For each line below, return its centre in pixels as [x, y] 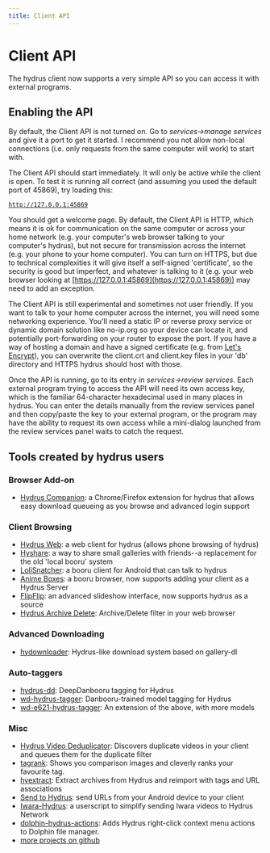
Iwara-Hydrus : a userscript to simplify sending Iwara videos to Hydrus [137, 806]
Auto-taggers [35, 673]
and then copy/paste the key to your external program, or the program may [133, 414]
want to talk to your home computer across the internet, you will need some [134, 313]
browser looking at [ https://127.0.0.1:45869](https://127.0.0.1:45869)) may [129, 280]
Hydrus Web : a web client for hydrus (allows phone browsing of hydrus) [139, 544]
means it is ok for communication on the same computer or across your [127, 229]
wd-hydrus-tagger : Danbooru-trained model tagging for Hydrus [126, 699]
